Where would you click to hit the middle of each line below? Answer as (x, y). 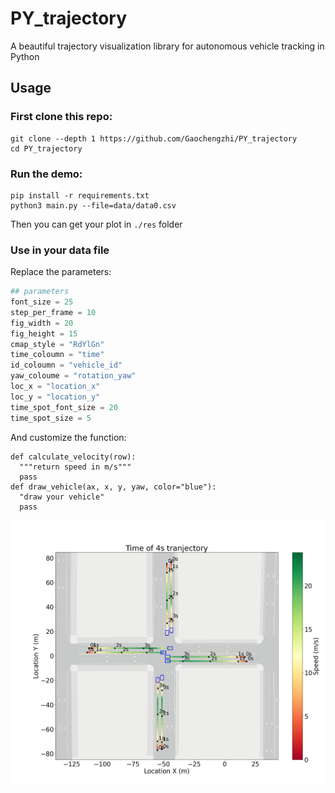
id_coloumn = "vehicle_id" (66, 365)
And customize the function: (68, 437)
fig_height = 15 (44, 333)
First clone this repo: (61, 117)
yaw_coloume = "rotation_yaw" (73, 376)
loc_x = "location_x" (55, 387)
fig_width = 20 (42, 323)
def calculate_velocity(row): (73, 457)
